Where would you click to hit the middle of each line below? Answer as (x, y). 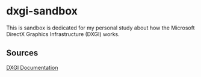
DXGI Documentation (32, 67)
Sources (22, 53)
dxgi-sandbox (42, 11)
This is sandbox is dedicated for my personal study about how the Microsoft (100, 28)
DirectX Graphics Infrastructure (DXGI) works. (63, 34)
